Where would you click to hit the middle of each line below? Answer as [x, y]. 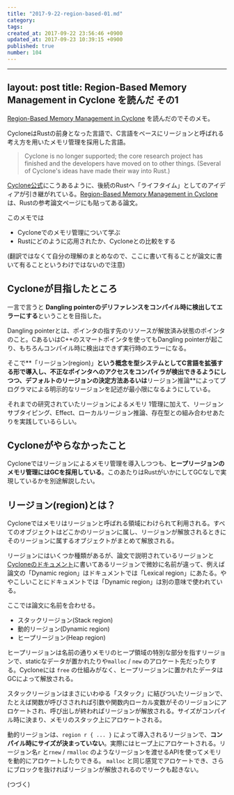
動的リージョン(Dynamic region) [63, 629]
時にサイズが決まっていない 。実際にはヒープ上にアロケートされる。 [123, 743]
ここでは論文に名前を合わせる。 [53, 606]
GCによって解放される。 [42, 679]
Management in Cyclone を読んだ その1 [93, 100]
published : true [31, 46]
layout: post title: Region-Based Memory [97, 88]
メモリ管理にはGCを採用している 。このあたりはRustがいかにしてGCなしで [114, 472]
